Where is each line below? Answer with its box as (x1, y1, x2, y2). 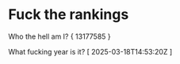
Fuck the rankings (8, 6, 129, 24)
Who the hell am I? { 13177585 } (8, 32, 111, 41)
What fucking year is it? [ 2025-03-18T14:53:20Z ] (8, 47, 173, 56)
